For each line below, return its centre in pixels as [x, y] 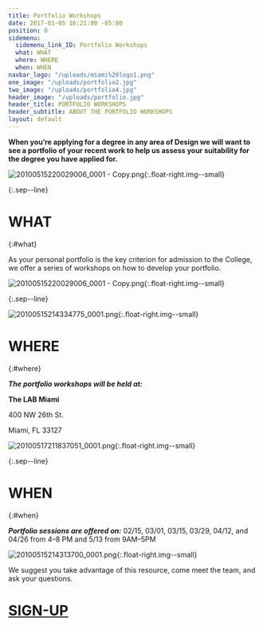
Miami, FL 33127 [35, 430]
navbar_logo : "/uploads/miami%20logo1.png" [82, 75]
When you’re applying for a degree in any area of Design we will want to [130, 142]
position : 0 [28, 30]
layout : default [35, 119]
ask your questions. [41, 578]
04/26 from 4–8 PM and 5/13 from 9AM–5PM [82, 539]
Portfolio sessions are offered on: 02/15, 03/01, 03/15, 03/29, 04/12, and [128, 530]
